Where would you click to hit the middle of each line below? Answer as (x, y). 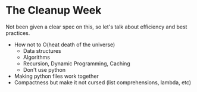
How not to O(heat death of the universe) (65, 45)
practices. (18, 33)
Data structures (42, 50)
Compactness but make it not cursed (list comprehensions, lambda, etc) (103, 82)
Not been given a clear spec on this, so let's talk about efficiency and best (96, 27)
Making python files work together (57, 76)
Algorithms (36, 57)
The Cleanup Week (54, 10)
